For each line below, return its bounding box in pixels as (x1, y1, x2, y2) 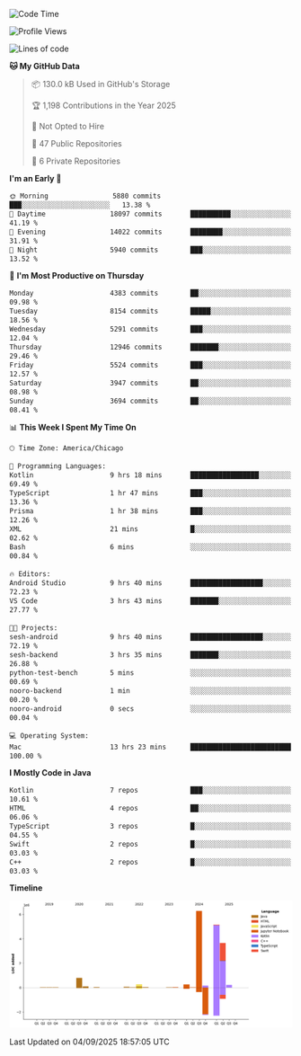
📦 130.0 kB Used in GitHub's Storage (31, 79, 171, 89)
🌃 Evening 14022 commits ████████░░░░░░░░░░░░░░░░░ (9, 227, 292, 236)
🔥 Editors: (9, 570, 51, 579)
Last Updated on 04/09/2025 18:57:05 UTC (9, 1036, 170, 1047)
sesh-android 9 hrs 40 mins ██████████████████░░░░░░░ (9, 633, 292, 642)
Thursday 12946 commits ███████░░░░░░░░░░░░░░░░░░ (9, 342, 292, 351)
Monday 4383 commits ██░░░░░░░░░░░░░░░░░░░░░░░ (9, 288, 292, 297)
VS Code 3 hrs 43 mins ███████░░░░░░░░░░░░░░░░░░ (9, 597, 292, 606)
